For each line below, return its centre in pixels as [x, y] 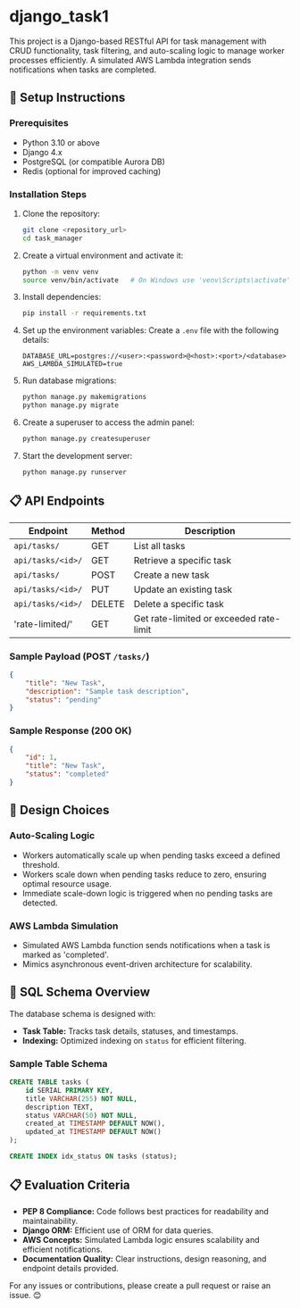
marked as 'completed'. [65, 954]
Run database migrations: [69, 380]
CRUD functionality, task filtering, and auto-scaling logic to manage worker [147, 50]
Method [108, 530]
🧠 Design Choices [59, 810]
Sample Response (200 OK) [71, 731]
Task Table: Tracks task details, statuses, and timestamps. [130, 1031]
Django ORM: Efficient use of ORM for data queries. [118, 1230]
